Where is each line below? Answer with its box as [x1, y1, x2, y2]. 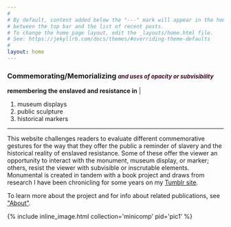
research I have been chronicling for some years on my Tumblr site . [7, 178, 198, 186]
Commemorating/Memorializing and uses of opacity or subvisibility [7, 71, 214, 80]
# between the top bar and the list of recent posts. [7, 23, 165, 30]
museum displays [16, 100, 67, 109]
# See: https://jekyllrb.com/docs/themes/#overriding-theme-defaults [7, 36, 211, 43]
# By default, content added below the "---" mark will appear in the [7, 17, 214, 23]
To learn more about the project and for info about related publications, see [7, 192, 220, 200]
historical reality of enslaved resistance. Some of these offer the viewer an [7, 149, 218, 158]
